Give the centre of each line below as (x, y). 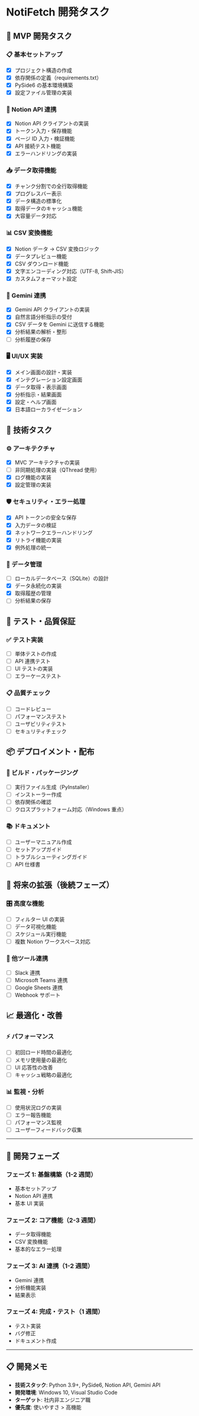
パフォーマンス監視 (38, 1122)
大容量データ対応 (36, 216)
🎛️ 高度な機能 (25, 903)
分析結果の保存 (33, 601)
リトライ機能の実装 (38, 540)
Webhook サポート (38, 995)
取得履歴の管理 (33, 593)
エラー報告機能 (33, 1115)
